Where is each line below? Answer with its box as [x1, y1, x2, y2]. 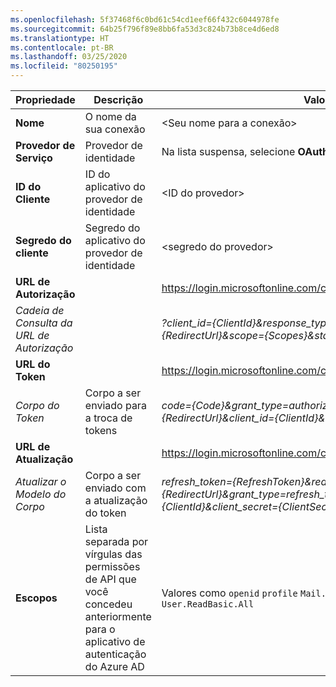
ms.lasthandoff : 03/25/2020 [10, 52, 128, 62]
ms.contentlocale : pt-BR [10, 42, 114, 53]
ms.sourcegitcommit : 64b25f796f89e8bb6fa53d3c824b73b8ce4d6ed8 [10, 24, 280, 34]
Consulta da [15, 316, 73, 330]
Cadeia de [15, 304, 65, 317]
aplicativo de [84, 635, 146, 648]
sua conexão [84, 122, 146, 136]
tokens [84, 424, 118, 437]
